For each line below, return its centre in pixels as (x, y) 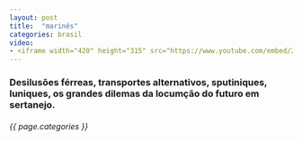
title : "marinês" (44, 26)
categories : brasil (46, 34)
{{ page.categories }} (49, 126)
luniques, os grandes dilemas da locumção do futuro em (134, 93)
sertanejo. (32, 105)
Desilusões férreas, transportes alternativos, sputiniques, (138, 83)
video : (22, 43)
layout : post (34, 18)
